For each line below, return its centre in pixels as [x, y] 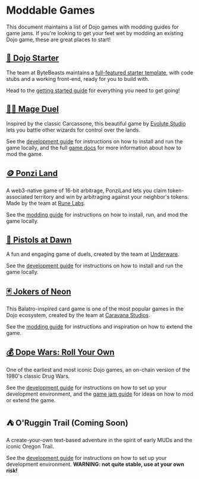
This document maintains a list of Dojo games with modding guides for [93, 27]
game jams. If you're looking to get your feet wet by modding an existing [95, 33]
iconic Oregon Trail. [30, 446]
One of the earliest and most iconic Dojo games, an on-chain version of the [98, 370]
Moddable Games [50, 10]
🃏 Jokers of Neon [39, 291]
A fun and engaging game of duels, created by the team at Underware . [93, 254]
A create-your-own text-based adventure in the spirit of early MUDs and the [99, 440]
